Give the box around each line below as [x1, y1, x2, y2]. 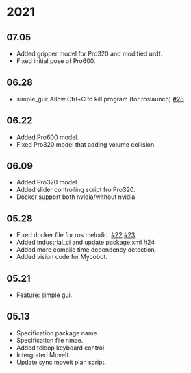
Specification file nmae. [16, 336, 84, 344]
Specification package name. [16, 328, 99, 337]
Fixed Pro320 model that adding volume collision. [16, 140, 156, 148]
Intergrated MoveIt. [16, 350, 71, 359]
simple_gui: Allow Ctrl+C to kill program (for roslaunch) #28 [16, 95, 184, 103]
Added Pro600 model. [16, 133, 79, 141]
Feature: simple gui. [16, 291, 73, 299]
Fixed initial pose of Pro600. [16, 57, 97, 65]
